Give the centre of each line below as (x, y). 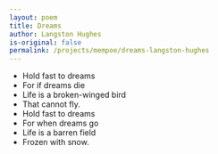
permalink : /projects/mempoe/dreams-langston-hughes (109, 51)
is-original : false (46, 42)
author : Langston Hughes (55, 34)
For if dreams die (54, 85)
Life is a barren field (59, 133)
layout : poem (34, 17)
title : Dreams (36, 26)
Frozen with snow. (55, 142)
